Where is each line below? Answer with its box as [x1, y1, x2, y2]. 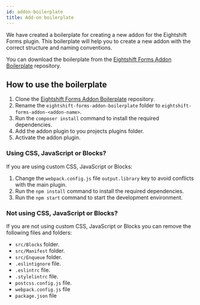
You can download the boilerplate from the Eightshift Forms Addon [6, 56, 172, 63]
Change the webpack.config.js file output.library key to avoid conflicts [14, 175, 194, 182]
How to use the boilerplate [6, 79, 107, 89]
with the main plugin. [14, 181, 67, 188]
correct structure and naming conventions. [6, 43, 113, 51]
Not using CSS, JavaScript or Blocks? [6, 209, 118, 217]
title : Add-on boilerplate [6, 14, 74, 21]
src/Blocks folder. [14, 240, 60, 248]
